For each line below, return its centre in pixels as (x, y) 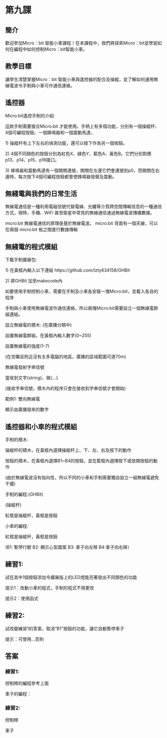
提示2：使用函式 (22, 598)
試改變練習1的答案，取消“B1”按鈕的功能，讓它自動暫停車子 (65, 628)
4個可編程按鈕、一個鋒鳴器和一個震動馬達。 (50, 132)
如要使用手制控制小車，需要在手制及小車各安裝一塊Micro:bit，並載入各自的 (82, 291)
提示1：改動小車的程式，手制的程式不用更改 (50, 588)
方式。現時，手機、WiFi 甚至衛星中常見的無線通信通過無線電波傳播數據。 (80, 213)
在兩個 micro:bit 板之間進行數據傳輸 (42, 230)
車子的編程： (18, 694)
